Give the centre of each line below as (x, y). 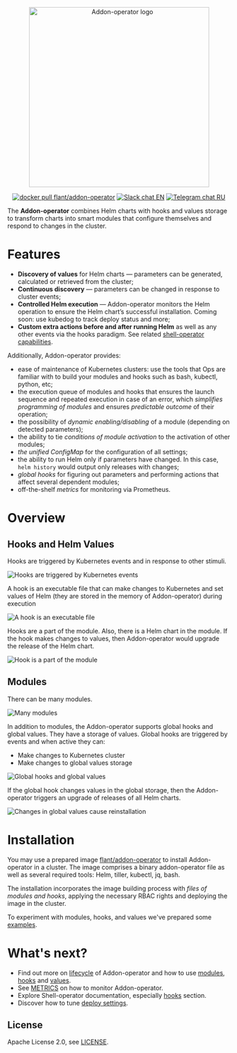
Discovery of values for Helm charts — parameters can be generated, (120, 274)
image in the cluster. (37, 903)
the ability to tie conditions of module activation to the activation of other (124, 437)
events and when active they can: (56, 741)
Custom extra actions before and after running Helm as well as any (117, 326)
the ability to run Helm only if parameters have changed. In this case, (118, 459)
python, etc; (35, 384)
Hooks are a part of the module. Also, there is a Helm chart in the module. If (117, 631)
